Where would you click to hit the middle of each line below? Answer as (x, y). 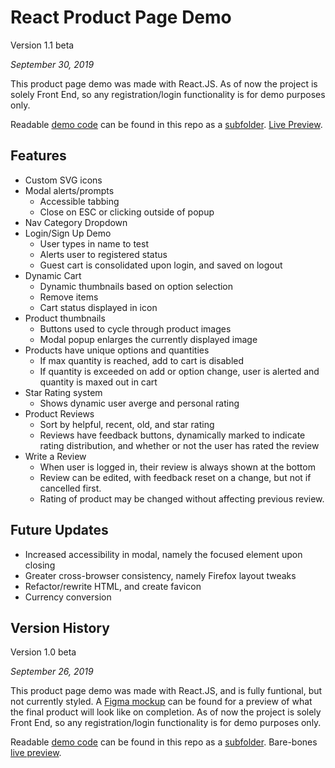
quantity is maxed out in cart (98, 382)
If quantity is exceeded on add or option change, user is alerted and (179, 371)
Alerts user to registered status (103, 254)
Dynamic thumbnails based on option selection (136, 286)
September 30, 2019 (52, 64)
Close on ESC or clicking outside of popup (127, 212)
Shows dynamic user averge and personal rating (139, 403)
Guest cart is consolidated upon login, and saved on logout (161, 265)
